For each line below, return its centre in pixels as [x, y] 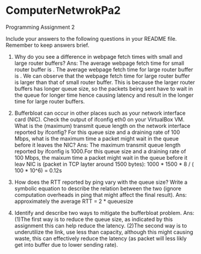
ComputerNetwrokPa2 [63, 11]
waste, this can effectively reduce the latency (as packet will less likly [100, 238]
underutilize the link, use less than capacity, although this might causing [104, 232]
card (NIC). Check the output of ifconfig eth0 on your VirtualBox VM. [99, 119]
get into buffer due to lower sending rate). [66, 244]
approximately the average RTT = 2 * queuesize [74, 201]
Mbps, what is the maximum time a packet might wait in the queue [96, 138]
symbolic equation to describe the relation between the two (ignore [98, 188]
